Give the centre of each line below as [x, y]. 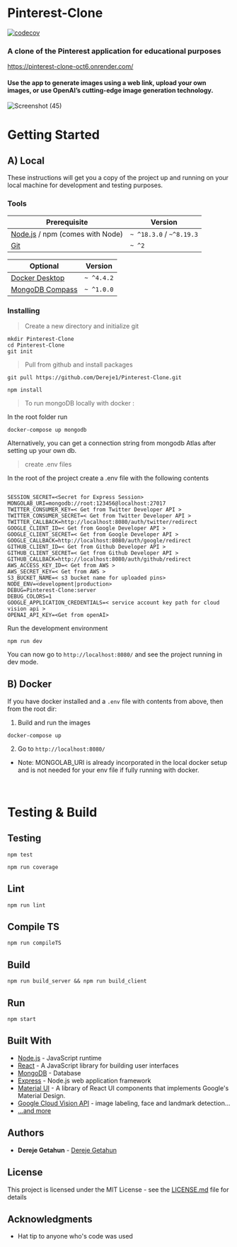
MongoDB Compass [44, 289]
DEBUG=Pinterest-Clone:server [52, 591]
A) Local [26, 161]
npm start [22, 1019]
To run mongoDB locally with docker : [79, 403]
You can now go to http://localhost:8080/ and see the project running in [115, 654]
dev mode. [23, 662]
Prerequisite [67, 222]
